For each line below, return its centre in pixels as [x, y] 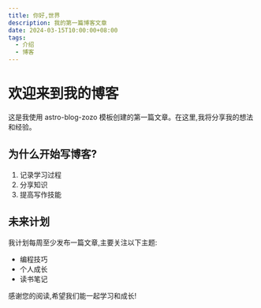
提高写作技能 [40, 194]
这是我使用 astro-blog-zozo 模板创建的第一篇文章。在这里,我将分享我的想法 [131, 117]
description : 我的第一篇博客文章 [58, 23]
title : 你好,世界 [34, 15]
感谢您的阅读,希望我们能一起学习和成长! [73, 295]
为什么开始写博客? [52, 154]
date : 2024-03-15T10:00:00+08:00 [63, 30]
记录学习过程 [40, 175]
